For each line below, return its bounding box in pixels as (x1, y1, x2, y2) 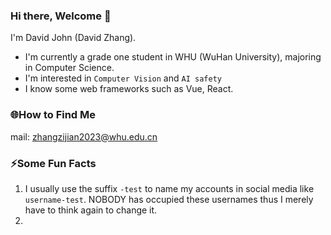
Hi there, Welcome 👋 (10, 9, 112, 23)
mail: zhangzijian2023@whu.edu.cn (10, 130, 158, 143)
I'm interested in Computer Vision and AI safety (24, 72, 222, 84)
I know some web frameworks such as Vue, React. (24, 83, 234, 95)
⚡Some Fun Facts (10, 156, 97, 170)
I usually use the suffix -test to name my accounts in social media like (24, 182, 315, 194)
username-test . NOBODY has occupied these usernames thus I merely (24, 193, 314, 205)
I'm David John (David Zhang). (10, 32, 137, 44)
